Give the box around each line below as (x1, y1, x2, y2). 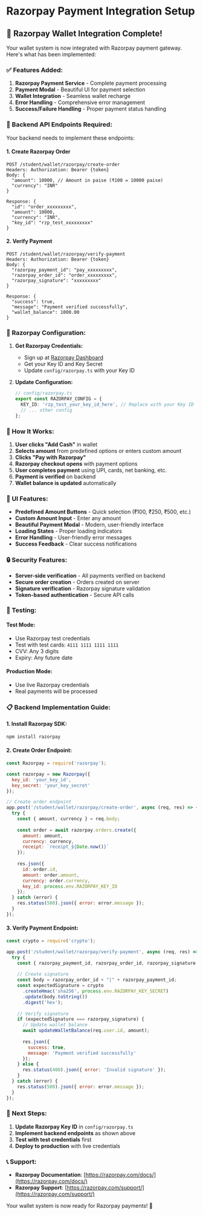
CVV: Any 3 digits (14, 647, 59, 654)
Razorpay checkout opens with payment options (14, 460, 138, 467)
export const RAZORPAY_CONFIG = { (14, 396, 102, 402)
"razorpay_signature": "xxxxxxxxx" (11, 278, 101, 284)
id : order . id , (22, 866, 59, 872)
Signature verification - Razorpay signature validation (14, 585, 151, 592)
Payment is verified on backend (14, 473, 96, 480)
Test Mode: (6, 621, 36, 628)
